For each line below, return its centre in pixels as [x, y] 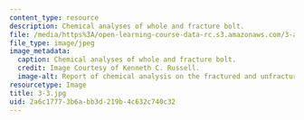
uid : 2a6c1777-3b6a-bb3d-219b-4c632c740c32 [93, 102]
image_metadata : [40, 51]
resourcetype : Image [48, 85]
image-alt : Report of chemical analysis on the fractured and [137, 77]
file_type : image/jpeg [52, 43]
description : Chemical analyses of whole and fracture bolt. [127, 26]
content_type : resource [54, 18]
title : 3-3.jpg [38, 93]
